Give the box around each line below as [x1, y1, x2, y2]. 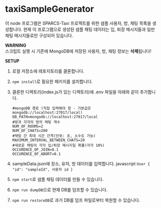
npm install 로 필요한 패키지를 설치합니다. [12, 78, 93, 84]
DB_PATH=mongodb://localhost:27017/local [12, 114, 98, 119]
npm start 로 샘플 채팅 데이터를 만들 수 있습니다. [12, 176, 104, 182]
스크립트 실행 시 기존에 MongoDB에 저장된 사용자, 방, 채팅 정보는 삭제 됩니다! [5, 48, 152, 54]
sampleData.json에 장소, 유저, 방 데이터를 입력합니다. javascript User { [12, 160, 150, 166]
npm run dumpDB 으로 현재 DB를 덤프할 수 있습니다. [12, 186, 108, 192]
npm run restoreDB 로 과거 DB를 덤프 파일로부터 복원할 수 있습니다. [12, 197, 140, 203]
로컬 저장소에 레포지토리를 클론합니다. [12, 68, 85, 74]
